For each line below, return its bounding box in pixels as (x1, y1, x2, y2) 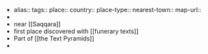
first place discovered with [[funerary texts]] (13, 27, 139, 35)
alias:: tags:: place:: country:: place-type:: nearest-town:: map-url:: (13, 6, 202, 13)
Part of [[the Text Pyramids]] (13, 34, 94, 43)
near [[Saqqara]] (13, 20, 61, 28)
